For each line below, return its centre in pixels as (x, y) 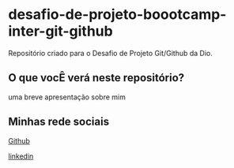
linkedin (21, 156)
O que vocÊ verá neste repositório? (96, 78)
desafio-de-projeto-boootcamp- (117, 15)
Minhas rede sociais (58, 122)
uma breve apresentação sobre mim (67, 97)
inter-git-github (60, 31)
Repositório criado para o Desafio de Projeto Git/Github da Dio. (111, 53)
